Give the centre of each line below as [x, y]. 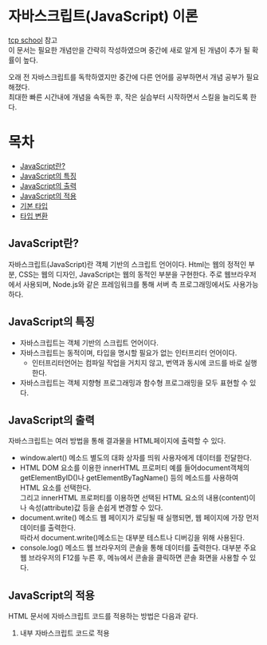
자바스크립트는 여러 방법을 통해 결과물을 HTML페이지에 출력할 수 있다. [117, 441]
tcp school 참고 [33, 40]
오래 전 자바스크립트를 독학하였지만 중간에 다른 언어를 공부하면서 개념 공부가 [126, 77]
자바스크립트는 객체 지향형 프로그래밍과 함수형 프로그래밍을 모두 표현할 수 [134, 382]
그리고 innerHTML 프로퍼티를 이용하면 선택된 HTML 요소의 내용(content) [134, 498]
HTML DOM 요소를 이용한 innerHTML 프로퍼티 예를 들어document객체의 [134, 468]
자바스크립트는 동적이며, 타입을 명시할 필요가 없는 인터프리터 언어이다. [128, 352]
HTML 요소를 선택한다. [55, 488]
